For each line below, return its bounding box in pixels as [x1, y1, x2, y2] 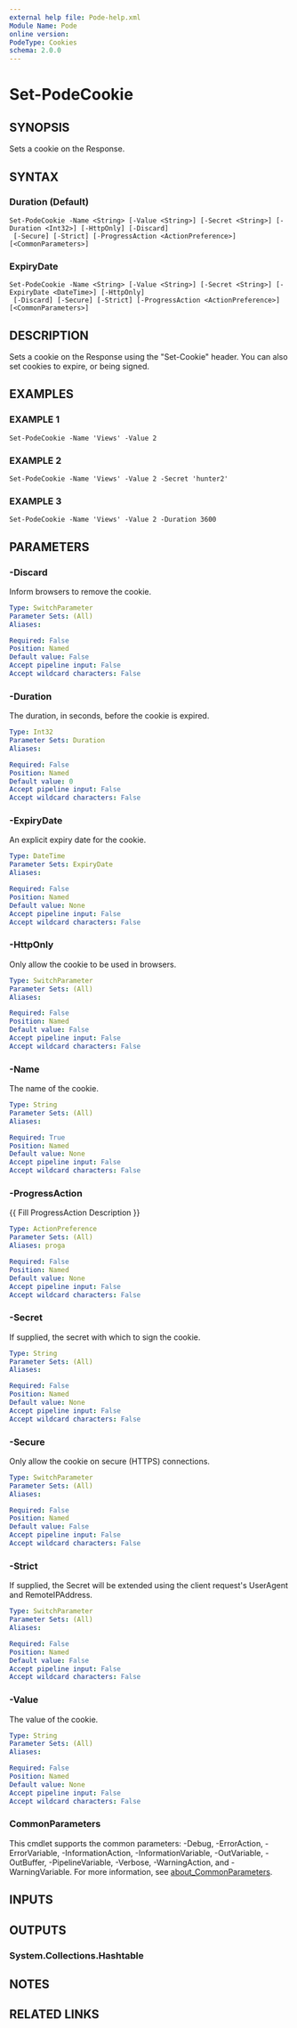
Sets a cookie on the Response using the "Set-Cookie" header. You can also [9, 351, 288, 361]
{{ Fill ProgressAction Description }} [9, 1207, 140, 1218]
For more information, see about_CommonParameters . [74, 1866, 273, 1877]
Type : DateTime [9, 852, 66, 861]
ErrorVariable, [9, 1847, 60, 1858]
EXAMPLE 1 [9, 413, 60, 426]
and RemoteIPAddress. [9, 1590, 93, 1601]
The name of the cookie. [9, 1083, 100, 1094]
